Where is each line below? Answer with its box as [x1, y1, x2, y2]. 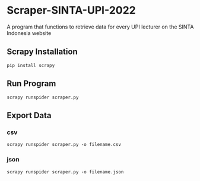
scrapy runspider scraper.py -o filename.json [7, 169, 124, 175]
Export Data [7, 110, 52, 120]
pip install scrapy [7, 62, 55, 68]
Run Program [7, 78, 56, 89]
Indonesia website [7, 29, 52, 36]
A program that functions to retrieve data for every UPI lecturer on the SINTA [7, 23, 194, 30]
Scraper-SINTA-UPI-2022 [7, 4, 136, 17]
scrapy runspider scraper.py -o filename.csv [7, 142, 121, 148]
